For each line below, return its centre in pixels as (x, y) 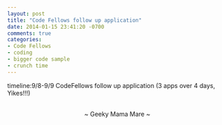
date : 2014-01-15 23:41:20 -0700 (56, 27)
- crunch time (28, 66)
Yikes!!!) (19, 93)
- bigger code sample (39, 59)
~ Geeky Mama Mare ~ (117, 114)
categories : (24, 40)
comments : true (29, 33)
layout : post (26, 14)
